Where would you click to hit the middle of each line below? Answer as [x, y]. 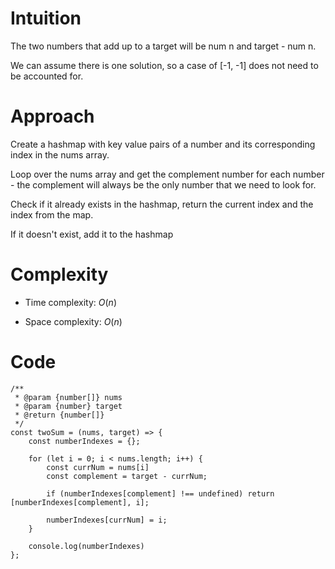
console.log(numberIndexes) [86, 546]
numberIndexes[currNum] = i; [107, 520]
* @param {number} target [68, 406]
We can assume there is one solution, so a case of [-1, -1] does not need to [164, 65]
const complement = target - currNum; [127, 476]
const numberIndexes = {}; [84, 441]
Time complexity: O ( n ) [70, 302]
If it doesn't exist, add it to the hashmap [92, 234]
